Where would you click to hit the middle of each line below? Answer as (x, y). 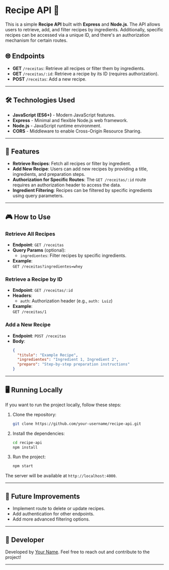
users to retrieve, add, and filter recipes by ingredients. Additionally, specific (84, 29)
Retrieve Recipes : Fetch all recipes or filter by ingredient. (72, 164)
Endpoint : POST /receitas (39, 336)
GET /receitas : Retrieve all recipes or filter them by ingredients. (79, 68)
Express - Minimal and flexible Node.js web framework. (70, 120)
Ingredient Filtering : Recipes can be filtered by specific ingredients (82, 191)
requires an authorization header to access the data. (67, 185)
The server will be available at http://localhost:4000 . (61, 476)
